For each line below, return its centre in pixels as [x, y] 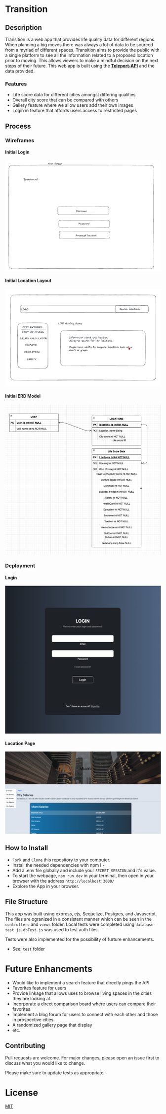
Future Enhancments [49, 969]
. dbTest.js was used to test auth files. [60, 929]
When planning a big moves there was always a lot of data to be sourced [79, 45]
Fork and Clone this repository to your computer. [61, 860]
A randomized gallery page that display [52, 1025]
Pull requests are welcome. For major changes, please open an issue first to [82, 1058]
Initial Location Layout [28, 281]
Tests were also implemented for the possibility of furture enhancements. [80, 939]
